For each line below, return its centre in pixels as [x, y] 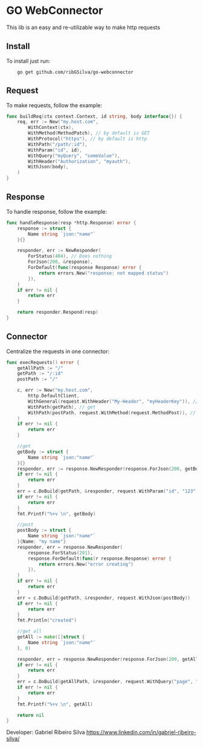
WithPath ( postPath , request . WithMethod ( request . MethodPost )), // [112, 412]
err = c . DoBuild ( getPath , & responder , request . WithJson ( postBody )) [104, 598]
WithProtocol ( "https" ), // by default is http [88, 139]
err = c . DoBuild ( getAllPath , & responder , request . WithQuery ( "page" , [105, 682]
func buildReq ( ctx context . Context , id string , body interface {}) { [94, 116]
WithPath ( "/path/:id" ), [58, 144]
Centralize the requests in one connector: [58, 351]
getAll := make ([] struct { [51, 637]
